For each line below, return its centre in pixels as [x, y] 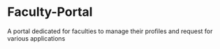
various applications [36, 38]
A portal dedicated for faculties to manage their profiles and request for [110, 31]
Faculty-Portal [50, 12]
